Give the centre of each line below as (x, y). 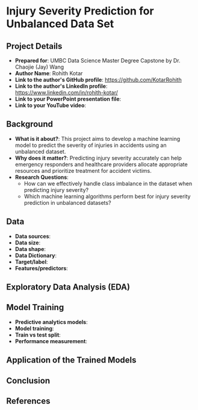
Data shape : (30, 249)
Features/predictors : (41, 268)
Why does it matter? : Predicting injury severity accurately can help (98, 158)
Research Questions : (42, 177)
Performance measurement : (51, 341)
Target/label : (31, 262)
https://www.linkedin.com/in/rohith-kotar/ (67, 92)
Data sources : (33, 236)
